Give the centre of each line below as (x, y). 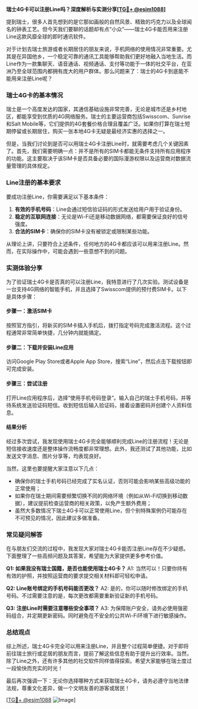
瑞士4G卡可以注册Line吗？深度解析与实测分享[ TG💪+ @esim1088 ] (86, 9)
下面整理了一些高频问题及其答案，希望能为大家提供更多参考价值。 (86, 556)
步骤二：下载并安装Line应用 (40, 347)
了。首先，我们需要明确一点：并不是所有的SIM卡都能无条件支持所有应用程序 (99, 151)
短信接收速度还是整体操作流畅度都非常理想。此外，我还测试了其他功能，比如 (99, 449)
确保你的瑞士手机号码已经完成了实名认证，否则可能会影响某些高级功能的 (102, 481)
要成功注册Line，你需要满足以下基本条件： (58, 196)
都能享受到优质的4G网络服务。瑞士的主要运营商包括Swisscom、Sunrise (103, 117)
